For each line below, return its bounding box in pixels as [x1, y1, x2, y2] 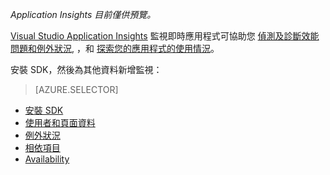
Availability [24, 153, 70, 165]
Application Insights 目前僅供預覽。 [10, 9, 157, 20]
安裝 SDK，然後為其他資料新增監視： [10, 64, 163, 75]
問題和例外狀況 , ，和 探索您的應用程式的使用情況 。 [10, 43, 220, 54]
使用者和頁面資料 [24, 117, 96, 128]
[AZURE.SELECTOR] [34, 84, 119, 95]
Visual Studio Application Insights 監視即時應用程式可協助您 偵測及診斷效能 [10, 30, 320, 42]
